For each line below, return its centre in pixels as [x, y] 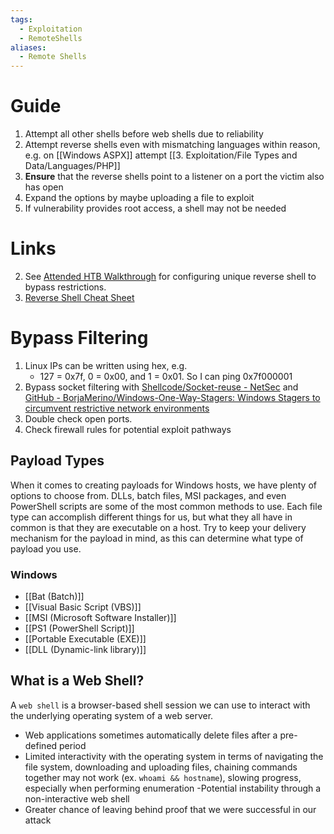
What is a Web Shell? [77, 681]
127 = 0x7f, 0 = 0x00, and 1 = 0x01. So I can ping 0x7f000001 [166, 376]
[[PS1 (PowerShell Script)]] [79, 628]
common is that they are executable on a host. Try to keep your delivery [158, 527]
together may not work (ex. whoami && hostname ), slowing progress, [163, 777]
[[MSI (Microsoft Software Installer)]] [100, 618]
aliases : [28, 47]
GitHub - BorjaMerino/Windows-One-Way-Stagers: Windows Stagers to [172, 397]
